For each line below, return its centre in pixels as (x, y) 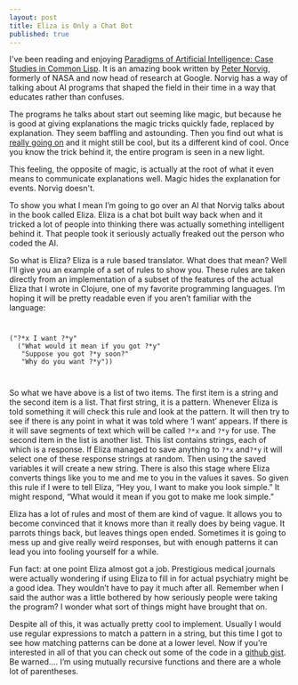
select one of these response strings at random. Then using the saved (138, 459)
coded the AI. (34, 243)
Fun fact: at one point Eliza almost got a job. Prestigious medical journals (142, 569)
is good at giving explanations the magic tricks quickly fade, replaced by (142, 124)
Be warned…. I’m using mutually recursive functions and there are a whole (145, 662)
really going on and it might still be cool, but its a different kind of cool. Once (149, 142)
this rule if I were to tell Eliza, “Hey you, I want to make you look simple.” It (145, 488)
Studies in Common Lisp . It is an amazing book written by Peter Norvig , (140, 68)
